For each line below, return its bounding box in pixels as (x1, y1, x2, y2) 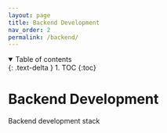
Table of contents (15, 55, 72, 64)
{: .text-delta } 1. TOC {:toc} (8, 63, 96, 73)
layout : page (8, 11, 51, 20)
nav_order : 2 (8, 26, 51, 34)
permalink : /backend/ (8, 33, 79, 41)
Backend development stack (8, 117, 100, 126)
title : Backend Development (8, 19, 100, 27)
